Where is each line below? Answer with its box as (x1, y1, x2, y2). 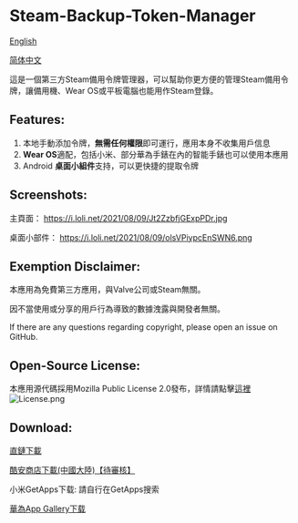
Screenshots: (9, 188, 88, 203)
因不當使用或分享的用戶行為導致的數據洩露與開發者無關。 (9, 303, 225, 314)
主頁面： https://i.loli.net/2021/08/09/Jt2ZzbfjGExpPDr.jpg (9, 212, 228, 223)
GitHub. (9, 332, 38, 343)
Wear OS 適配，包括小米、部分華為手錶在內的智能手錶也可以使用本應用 (22, 149, 289, 159)
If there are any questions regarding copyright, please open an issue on (9, 322, 278, 333)
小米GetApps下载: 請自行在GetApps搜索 (9, 484, 159, 495)
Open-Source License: (9, 357, 141, 374)
